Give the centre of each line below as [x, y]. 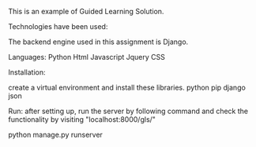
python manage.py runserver [55, 134]
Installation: [27, 72]
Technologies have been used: [58, 26]
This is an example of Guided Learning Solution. [86, 11]
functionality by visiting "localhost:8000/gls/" [82, 119]
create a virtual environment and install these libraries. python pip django [127, 87]
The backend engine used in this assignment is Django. [98, 42]
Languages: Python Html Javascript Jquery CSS [87, 57]
